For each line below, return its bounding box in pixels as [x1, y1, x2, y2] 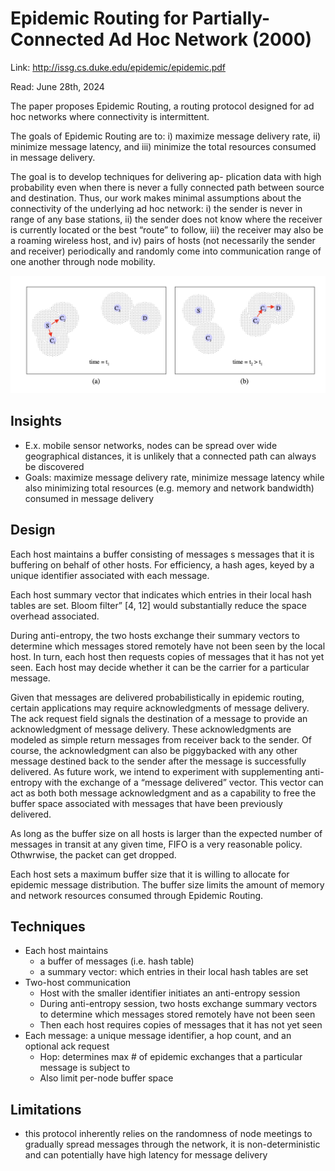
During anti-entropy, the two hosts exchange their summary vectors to [10, 629, 300, 641]
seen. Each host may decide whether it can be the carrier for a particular [10, 661, 310, 673]
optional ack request [24, 1040, 110, 1052]
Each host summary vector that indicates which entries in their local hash [10, 588, 312, 601]
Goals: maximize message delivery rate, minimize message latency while [24, 471, 325, 483]
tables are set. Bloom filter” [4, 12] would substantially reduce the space [10, 599, 307, 611]
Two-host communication [24, 977, 132, 989]
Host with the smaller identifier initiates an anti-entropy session [39, 987, 301, 999]
